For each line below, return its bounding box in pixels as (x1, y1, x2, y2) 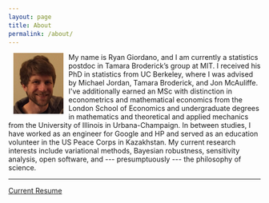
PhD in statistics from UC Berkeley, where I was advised (68, 70, 254, 79)
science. (8, 163, 37, 173)
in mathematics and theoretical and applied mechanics (68, 112, 249, 121)
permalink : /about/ (8, 30, 74, 38)
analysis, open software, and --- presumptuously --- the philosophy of (8, 154, 242, 164)
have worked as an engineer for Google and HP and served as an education (8, 129, 259, 139)
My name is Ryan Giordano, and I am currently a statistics (68, 53, 259, 62)
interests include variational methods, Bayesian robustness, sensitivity (8, 146, 240, 156)
